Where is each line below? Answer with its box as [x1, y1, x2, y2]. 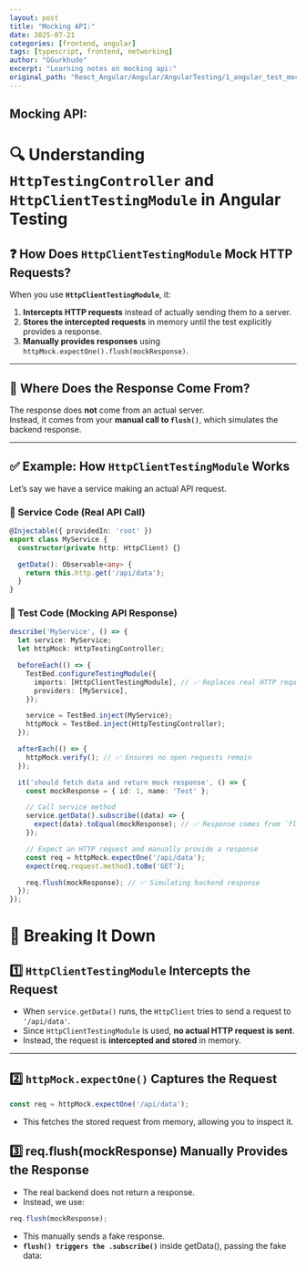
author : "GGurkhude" [9, 56, 88, 65]
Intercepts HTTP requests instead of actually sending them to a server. [22, 307, 292, 318]
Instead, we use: [22, 1196, 85, 1207]
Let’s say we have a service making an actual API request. [9, 483, 228, 494]
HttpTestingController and [9, 170, 214, 191]
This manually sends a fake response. [22, 1231, 166, 1242]
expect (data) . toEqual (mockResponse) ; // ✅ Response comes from [33, 820, 280, 829]
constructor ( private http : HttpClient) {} [17, 543, 181, 552]
